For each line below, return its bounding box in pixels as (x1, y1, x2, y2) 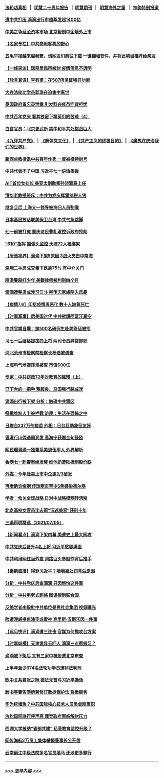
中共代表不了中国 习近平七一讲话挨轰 (5, 168, 79, 174)
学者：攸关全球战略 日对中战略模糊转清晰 (5, 495, 88, 501)
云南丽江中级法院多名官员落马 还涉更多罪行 (5, 750, 92, 755)
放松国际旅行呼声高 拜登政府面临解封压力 (5, 713, 88, 719)
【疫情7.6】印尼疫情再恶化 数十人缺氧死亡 (5, 301, 89, 307)
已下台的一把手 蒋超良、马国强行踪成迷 (5, 386, 83, 392)
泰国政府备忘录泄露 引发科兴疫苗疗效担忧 (5, 101, 88, 107)
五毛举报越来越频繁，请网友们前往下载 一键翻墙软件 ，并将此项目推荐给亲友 (5, 53, 156, 59)
